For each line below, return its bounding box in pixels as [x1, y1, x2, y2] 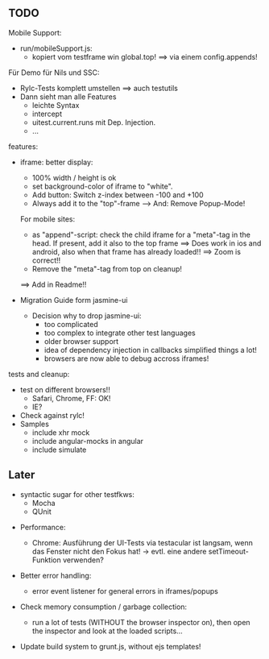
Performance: [19, 522, 66, 532]
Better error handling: [19, 570, 92, 580]
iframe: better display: [19, 157, 93, 167]
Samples [19, 419, 50, 429]
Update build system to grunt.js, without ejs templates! [19, 641, 201, 651]
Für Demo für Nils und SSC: [8, 68, 100, 77]
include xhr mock [31, 427, 90, 437]
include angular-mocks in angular [31, 436, 143, 446]
